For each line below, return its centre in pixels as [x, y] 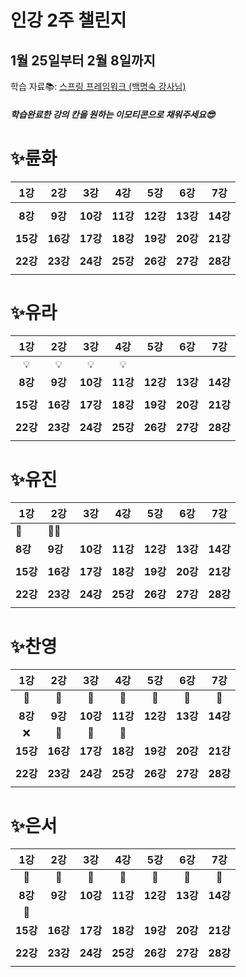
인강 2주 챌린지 [68, 20]
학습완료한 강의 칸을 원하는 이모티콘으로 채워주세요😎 [113, 114]
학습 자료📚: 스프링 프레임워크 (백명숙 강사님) [98, 86]
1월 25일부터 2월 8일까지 [83, 60]
